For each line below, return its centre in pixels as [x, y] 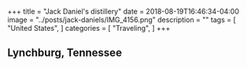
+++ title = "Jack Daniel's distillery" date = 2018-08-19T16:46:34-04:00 [124, 11]
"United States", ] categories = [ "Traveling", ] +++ [89, 28]
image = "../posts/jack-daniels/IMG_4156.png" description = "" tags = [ [122, 20]
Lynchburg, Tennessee [65, 53]
